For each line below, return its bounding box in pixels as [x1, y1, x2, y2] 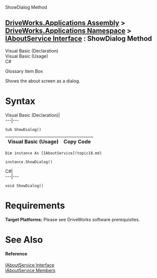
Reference [5, 251, 28, 257]
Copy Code [63, 138, 91, 145]
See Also [5, 234, 43, 245]
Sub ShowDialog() [5, 127, 42, 132]
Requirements [5, 200, 65, 211]
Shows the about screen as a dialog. [5, 78, 80, 84]
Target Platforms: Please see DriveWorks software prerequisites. [5, 216, 140, 222]
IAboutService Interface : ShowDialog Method [5, 35, 152, 43]
